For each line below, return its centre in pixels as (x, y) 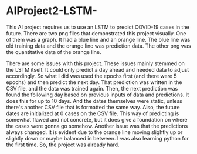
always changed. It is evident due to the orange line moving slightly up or (94, 132)
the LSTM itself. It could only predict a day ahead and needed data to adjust (98, 69)
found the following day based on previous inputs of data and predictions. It (98, 95)
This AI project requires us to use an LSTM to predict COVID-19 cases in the (98, 27)
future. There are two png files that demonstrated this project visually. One (96, 33)
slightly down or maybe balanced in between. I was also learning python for (98, 138)
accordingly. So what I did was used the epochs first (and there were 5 (91, 76)
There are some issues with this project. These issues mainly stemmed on (95, 63)
